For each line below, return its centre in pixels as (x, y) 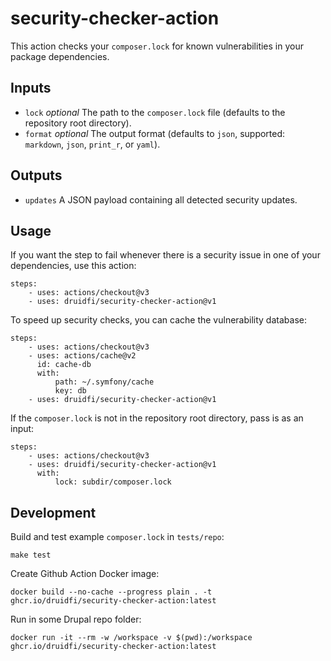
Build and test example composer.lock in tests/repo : (117, 537)
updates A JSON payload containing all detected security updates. (161, 199)
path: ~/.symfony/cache (104, 382)
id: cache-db (64, 365)
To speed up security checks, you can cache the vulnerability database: (158, 320)
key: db (70, 391)
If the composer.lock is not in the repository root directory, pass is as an (157, 418)
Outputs (36, 175)
